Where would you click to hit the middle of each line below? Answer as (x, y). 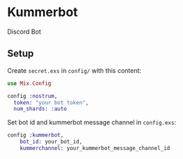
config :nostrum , (32, 96)
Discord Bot (24, 32)
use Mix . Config (29, 83)
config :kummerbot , (36, 135)
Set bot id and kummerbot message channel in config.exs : (92, 123)
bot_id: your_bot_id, (51, 142)
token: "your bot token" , (51, 102)
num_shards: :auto (41, 109)
